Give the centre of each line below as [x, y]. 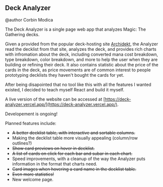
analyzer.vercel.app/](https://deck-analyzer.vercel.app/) [61, 104]
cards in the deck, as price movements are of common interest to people [78, 70]
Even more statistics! [33, 174]
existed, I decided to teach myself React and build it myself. [65, 89]
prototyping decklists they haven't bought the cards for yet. [65, 75]
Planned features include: [31, 123]
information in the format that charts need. [54, 164]
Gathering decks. [22, 34]
